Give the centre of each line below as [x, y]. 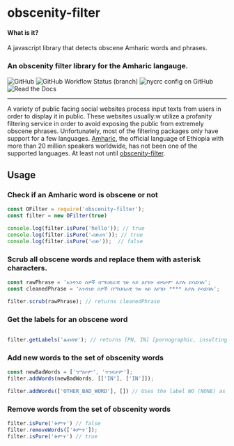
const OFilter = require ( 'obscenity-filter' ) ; [76, 209]
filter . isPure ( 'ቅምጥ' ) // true [53, 436]
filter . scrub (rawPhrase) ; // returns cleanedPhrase [84, 301]
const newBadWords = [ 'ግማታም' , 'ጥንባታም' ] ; [70, 372]
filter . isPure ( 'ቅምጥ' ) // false [54, 424]
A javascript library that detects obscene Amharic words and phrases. [107, 48]
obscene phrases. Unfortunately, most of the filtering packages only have [113, 131]
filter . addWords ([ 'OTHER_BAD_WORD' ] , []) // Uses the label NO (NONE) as [117, 391]
